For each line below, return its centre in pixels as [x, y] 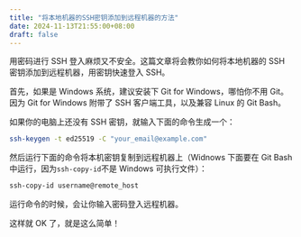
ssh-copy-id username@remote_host [74, 186]
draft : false [34, 34]
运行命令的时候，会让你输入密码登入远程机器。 [96, 205]
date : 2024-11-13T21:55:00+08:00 [72, 26]
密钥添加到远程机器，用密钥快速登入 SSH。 [90, 72]
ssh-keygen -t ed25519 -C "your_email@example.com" [108, 139]
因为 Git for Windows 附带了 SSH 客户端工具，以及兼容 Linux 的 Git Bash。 [148, 103]
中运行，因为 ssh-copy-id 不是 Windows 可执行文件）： [108, 169]
